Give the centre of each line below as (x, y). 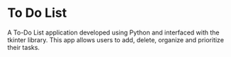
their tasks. (24, 47)
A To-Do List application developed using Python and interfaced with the (113, 32)
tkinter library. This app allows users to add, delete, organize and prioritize (116, 39)
